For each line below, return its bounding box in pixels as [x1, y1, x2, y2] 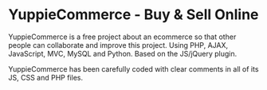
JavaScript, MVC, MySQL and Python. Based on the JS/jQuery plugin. [8, 49, 238, 58]
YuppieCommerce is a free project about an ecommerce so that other [8, 32, 237, 41]
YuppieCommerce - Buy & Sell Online [8, 6, 259, 24]
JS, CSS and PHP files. [8, 72, 84, 82]
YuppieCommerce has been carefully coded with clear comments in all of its [8, 64, 259, 73]
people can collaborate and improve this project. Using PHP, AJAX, [8, 40, 229, 49]
